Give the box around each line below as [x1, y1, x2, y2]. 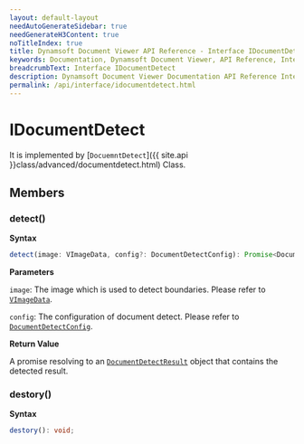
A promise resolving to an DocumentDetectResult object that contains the [9, 356, 279, 367]
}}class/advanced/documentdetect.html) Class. [9, 159, 186, 170]
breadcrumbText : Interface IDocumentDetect [9, 64, 176, 73]
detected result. [9, 365, 69, 376]
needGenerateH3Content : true [9, 30, 119, 39]
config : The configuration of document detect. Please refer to [9, 311, 240, 322]
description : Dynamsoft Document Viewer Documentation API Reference [9, 72, 278, 81]
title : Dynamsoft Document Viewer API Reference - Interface [9, 47, 245, 56]
